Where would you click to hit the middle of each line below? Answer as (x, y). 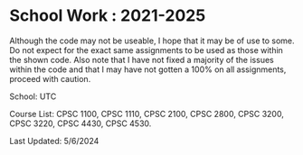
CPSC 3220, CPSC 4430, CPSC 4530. (80, 123)
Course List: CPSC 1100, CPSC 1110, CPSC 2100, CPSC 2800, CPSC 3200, (147, 114)
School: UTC (33, 96)
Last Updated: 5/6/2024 (54, 141)
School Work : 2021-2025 (108, 16)
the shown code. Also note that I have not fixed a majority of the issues (142, 59)
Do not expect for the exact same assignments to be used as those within (146, 50)
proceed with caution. (50, 78)
